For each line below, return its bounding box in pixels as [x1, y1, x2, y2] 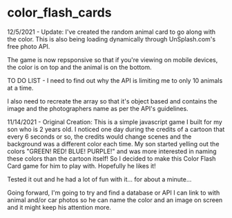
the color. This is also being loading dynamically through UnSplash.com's [7, 34, 216, 43]
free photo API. [7, 42, 50, 50]
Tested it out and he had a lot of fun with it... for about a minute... [7, 175, 192, 184]
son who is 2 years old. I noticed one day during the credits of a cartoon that [7, 125, 225, 133]
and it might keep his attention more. [7, 203, 112, 211]
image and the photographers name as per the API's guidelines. [7, 104, 188, 112]
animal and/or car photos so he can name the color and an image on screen [7, 195, 223, 204]
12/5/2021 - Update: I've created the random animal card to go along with [7, 28, 216, 36]
